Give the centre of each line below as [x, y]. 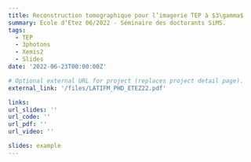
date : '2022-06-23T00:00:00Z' [58, 67]
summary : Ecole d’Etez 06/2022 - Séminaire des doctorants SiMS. [117, 23]
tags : [17, 30]
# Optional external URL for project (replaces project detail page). [126, 81]
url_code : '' [29, 117]
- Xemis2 [29, 52]
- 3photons [33, 45]
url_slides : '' [33, 110]
